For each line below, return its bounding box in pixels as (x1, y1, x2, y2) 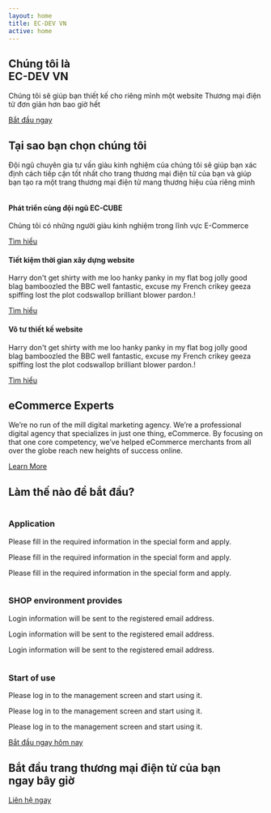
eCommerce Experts (8, 399, 115, 413)
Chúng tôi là (8, 57, 70, 70)
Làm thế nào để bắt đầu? (8, 485, 135, 498)
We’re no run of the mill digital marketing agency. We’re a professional (8, 420, 242, 430)
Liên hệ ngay (8, 794, 52, 805)
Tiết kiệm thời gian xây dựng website (8, 255, 135, 265)
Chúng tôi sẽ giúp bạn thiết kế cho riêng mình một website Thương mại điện (8, 91, 261, 101)
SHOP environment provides (8, 595, 123, 607)
